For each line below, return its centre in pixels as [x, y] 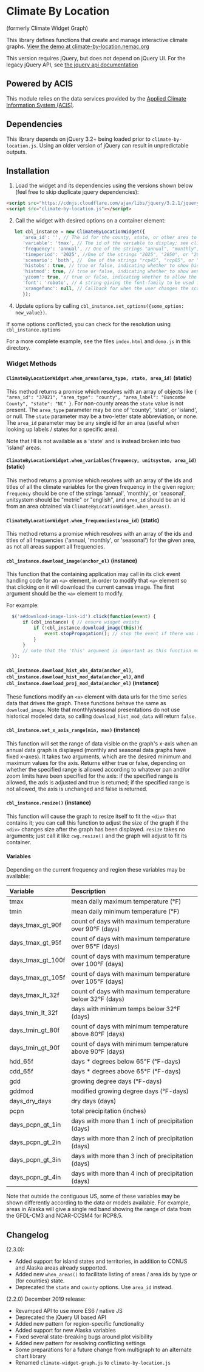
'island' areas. [24, 447]
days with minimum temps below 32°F [126, 1009]
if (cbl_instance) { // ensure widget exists [81, 622]
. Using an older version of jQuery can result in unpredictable [112, 145]
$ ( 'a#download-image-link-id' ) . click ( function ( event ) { [84, 617]
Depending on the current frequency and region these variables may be [96, 870]
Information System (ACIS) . [40, 105]
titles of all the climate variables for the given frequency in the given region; [101, 486]
